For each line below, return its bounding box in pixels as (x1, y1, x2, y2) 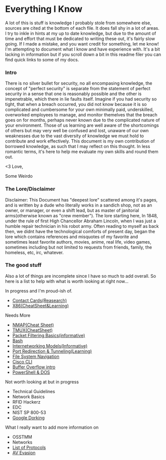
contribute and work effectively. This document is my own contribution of (5, 138, 155, 144)
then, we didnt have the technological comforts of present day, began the (5, 228, 155, 234)
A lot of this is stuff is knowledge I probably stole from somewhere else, (5, 20, 152, 26)
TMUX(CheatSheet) (12, 327, 53, 333)
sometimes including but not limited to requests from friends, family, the (5, 244, 152, 250)
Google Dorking (12, 414, 45, 420)
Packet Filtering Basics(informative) (12, 332, 85, 338)
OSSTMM (12, 434, 32, 440)
